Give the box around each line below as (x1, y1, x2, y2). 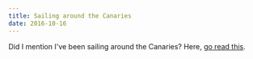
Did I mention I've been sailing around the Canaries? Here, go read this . (8, 41, 246, 51)
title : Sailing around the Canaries (8, 11, 132, 20)
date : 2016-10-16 (8, 19, 67, 27)
